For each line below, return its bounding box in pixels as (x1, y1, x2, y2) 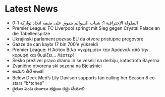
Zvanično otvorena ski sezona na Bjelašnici (12, 63, 102, 69)
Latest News (5, 3, 59, 15)
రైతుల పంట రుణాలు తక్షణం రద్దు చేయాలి (12, 85, 85, 91)
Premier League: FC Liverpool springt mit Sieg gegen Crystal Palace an (12, 25, 160, 31)
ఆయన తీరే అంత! (12, 68, 44, 74)
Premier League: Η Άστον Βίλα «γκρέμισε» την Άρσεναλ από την (12, 46, 149, 53)
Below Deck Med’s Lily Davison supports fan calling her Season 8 (12, 74, 148, 81)
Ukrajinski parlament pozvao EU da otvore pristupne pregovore (12, 36, 144, 42)
